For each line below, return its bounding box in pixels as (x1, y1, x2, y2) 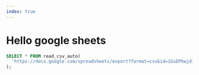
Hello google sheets (6, 33, 107, 47)
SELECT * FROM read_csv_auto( (6, 53, 81, 59)
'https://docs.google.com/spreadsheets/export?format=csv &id (11, 59, 166, 64)
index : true (6, 8, 36, 15)
